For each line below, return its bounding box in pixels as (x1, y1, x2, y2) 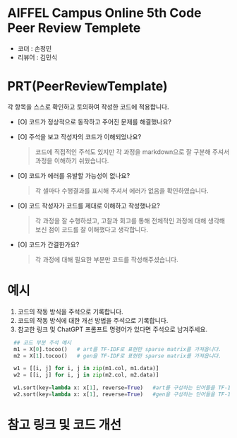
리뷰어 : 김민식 (17, 53, 58, 61)
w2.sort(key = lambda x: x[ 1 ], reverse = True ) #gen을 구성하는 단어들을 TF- (13, 391, 228, 398)
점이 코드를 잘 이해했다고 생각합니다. (48, 225, 149, 234)
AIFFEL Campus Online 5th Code (7, 5, 202, 21)
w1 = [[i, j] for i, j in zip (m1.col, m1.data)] (13, 365, 159, 372)
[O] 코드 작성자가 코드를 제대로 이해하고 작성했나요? (17, 201, 160, 210)
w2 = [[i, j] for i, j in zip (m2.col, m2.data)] (13, 372, 159, 379)
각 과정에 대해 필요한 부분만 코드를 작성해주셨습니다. (35, 255, 178, 264)
